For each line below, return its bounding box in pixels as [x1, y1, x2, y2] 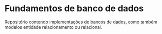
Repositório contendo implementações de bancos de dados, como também [4, 19, 158, 25]
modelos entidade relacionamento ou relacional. [4, 24, 102, 30]
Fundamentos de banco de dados [4, 3, 144, 14]
